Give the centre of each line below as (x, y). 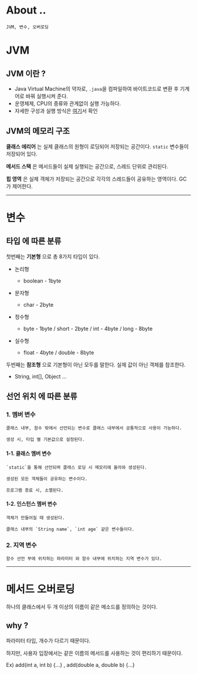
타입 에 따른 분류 (34, 241)
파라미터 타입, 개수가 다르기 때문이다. (48, 640)
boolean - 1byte (42, 281)
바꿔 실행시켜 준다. (47, 96)
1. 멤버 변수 (21, 414)
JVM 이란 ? (26, 73)
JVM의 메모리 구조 (38, 131)
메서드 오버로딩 (40, 590)
